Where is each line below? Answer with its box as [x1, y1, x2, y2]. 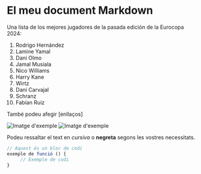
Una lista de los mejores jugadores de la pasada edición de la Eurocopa [7, 23, 184, 31]
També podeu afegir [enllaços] [7, 110, 83, 118]
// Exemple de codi [20, 157, 69, 163]
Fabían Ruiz [15, 98, 45, 106]
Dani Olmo [15, 54, 42, 61]
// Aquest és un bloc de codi [7, 145, 83, 151]
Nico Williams [15, 67, 50, 74]
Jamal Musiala [15, 61, 52, 68]
